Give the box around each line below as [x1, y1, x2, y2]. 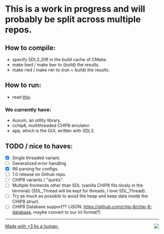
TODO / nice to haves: [5, 142, 73, 150]
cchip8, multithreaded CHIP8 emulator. [12, 123, 90, 128]
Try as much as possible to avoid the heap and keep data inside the [12, 193, 148, 199]
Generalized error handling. [12, 160, 67, 166]
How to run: [5, 81, 41, 89]
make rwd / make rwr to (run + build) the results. [12, 67, 110, 73]
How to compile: [5, 43, 56, 52]
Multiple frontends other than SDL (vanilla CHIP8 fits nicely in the [12, 182, 143, 189]
